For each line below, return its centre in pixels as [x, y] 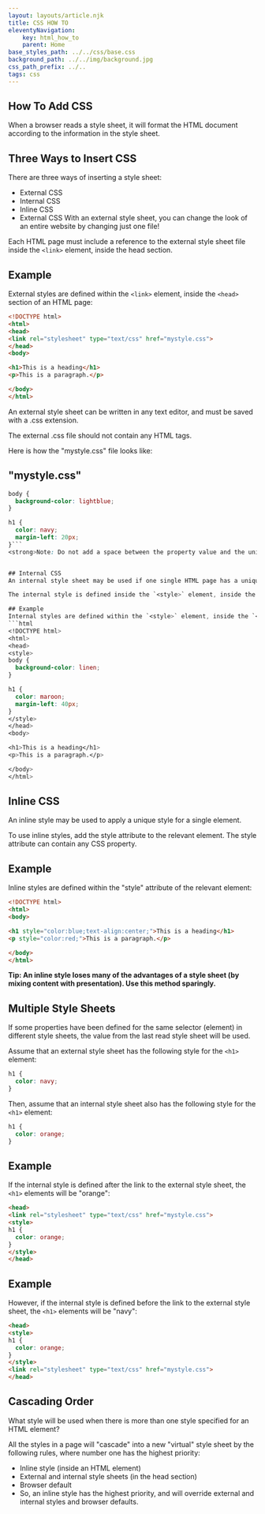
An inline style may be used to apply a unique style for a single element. [125, 820]
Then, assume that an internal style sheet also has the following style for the [132, 1103]
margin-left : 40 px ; [47, 704]
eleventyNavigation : [42, 30]
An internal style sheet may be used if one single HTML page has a [123, 580]
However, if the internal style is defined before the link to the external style [129, 1303]
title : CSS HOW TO [38, 23]
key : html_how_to [51, 38]
